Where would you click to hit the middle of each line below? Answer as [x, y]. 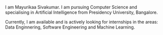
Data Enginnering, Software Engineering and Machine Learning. [70, 27]
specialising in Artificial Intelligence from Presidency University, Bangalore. [81, 12]
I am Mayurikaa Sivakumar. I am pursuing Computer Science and [71, 7]
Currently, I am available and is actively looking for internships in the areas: [82, 22]
